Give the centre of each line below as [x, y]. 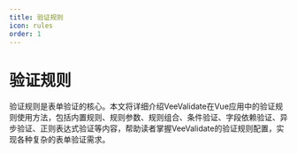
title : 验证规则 [36, 17]
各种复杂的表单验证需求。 [63, 140]
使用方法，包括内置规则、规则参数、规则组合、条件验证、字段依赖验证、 [148, 118]
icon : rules [31, 26]
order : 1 [25, 34]
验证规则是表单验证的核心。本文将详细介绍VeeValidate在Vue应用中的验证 [142, 106]
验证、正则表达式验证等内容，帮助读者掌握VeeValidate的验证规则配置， [146, 128]
